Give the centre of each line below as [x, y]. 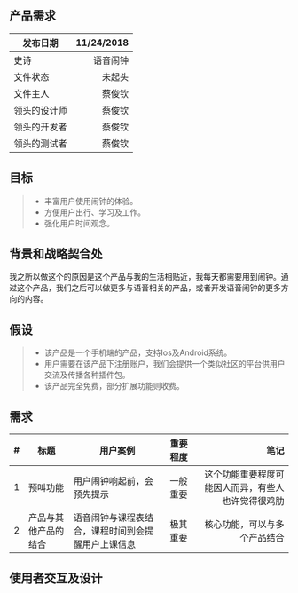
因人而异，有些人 [248, 488]
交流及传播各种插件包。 [87, 375]
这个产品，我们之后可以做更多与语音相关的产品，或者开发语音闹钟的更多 [149, 288]
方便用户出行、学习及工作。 [95, 212]
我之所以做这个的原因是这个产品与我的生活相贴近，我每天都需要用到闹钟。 [145, 277]
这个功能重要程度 [239, 475]
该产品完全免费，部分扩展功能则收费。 [114, 386]
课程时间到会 [118, 531]
